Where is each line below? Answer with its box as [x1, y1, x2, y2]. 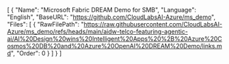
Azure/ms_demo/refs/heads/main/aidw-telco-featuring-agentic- [7, 27, 188, 35]
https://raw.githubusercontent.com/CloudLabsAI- [83, 20, 223, 28]
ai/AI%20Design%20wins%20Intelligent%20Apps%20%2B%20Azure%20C [7, 35, 222, 43]
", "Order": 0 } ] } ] [10, 49, 62, 57]
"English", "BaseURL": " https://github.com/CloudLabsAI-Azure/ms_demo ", [7, 13, 216, 21]
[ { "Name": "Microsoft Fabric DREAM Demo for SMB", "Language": [7, 6, 197, 14]
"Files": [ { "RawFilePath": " [7, 20, 84, 28]
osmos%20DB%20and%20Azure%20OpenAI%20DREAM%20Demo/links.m [7, 42, 222, 50]
